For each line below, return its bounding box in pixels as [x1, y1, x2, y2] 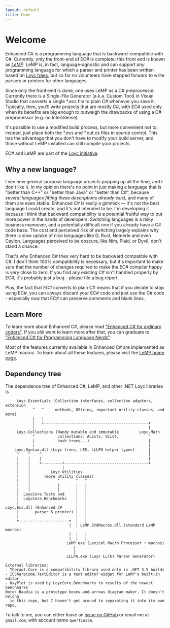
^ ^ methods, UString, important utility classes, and [32, 407, 165, 412]
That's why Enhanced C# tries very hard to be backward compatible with [5, 253, 158, 259]
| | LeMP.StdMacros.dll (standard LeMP [69, 522, 156, 528]
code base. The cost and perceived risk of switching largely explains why [5, 227, 159, 234]
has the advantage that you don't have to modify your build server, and [5, 135, 154, 141]
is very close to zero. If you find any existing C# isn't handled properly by [5, 270, 158, 276]
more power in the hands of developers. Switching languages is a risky [5, 216, 154, 222]
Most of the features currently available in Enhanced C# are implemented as [5, 344, 165, 350]
